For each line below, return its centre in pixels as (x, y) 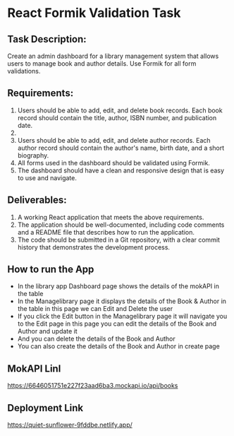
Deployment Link (45, 408)
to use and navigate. (47, 177)
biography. (33, 155)
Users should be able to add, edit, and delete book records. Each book (120, 110)
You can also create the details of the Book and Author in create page (118, 346)
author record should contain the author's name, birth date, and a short (121, 148)
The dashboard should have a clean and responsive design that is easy (121, 170)
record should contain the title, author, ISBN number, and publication (117, 117)
